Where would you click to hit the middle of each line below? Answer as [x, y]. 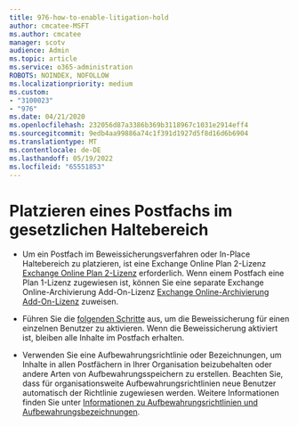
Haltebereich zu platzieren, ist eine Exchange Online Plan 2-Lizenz [144, 264]
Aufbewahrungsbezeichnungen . [81, 412]
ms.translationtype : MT [53, 142]
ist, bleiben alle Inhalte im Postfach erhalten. [103, 338]
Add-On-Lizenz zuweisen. [70, 302]
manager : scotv [37, 42]
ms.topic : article [43, 59]
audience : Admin [39, 51]
